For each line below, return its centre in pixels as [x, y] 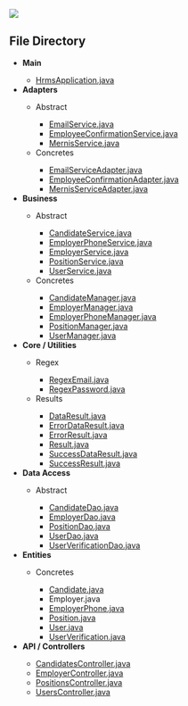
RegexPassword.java [87, 389]
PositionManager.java [88, 326]
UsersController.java [73, 692]
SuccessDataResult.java [93, 453]
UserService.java [80, 270]
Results [49, 398]
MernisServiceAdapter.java [98, 188]
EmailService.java [81, 124]
